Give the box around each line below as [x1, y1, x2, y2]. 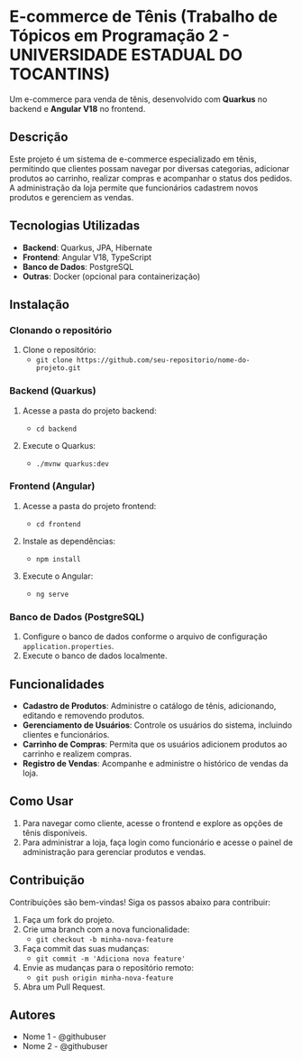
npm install [35, 554, 81, 563]
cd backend [35, 424, 78, 433]
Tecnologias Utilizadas [9, 219, 141, 234]
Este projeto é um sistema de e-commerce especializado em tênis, [9, 153, 257, 164]
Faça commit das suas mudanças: [22, 943, 150, 953]
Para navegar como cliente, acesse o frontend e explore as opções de [22, 817, 284, 828]
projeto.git [35, 364, 81, 373]
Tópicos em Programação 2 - [9, 25, 230, 46]
